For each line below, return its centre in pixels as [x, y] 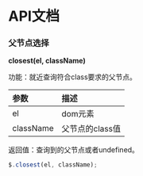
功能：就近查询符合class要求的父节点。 [73, 77]
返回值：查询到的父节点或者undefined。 [73, 150]
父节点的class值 [91, 129]
